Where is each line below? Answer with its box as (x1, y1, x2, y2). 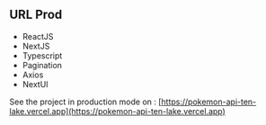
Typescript (22, 49, 63, 61)
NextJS (22, 40, 50, 51)
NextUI (22, 78, 49, 89)
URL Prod (9, 7, 63, 22)
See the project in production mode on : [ (9, 96, 162, 107)
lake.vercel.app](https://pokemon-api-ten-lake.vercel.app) (9, 105, 226, 116)
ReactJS (22, 31, 54, 41)
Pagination (22, 59, 63, 70)
